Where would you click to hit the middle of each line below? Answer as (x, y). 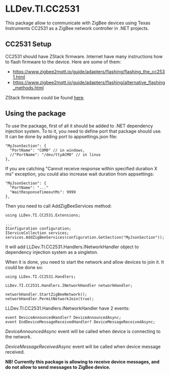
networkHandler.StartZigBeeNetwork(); (46, 294)
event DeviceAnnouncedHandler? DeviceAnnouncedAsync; (63, 317)
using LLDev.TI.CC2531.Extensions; (43, 215)
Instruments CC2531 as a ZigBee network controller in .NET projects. (77, 28)
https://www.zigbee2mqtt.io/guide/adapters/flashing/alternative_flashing (89, 82)
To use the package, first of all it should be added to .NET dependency (79, 126)
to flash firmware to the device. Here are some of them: (63, 62)
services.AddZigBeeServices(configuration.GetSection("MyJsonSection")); (85, 237)
